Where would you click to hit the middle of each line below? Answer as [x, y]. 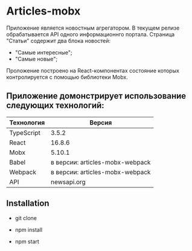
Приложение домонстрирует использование [96, 96]
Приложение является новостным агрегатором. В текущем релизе [93, 28]
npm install [29, 230]
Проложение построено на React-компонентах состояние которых [93, 70]
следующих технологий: [55, 106]
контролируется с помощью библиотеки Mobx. [67, 77]
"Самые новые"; [36, 59]
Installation [28, 204]
